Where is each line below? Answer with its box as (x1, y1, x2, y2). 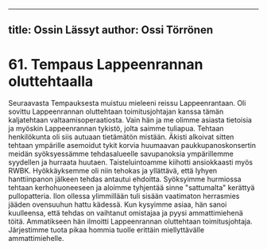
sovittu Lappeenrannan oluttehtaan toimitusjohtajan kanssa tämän (8, 107, 224, 116)
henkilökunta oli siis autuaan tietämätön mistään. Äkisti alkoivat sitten (8, 132, 234, 142)
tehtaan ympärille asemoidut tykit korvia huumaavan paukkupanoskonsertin (8, 141, 257, 150)
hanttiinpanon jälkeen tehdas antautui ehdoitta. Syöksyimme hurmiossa (8, 174, 242, 184)
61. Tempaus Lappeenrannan (8, 55, 204, 73)
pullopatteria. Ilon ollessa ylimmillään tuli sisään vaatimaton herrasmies (8, 192, 240, 201)
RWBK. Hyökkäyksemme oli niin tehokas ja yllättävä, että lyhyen (8, 166, 218, 176)
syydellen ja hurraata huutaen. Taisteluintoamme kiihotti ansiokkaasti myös (8, 158, 253, 167)
